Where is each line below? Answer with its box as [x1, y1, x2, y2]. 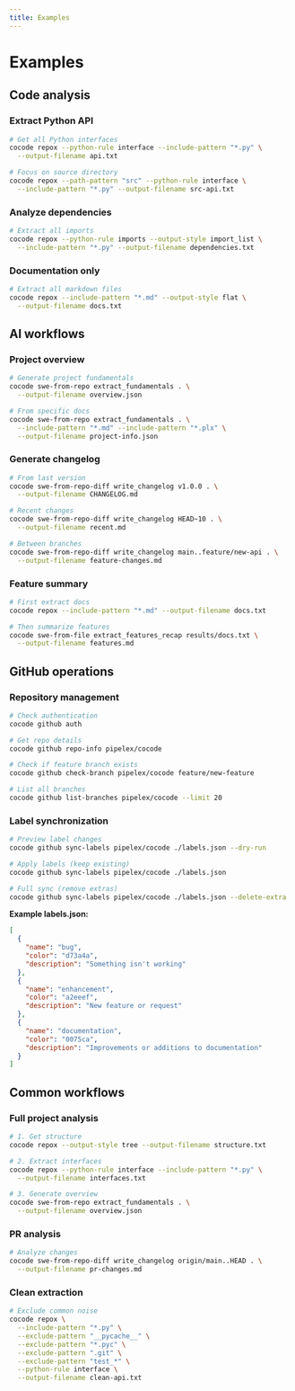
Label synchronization [9, 815, 109, 827]
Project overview [9, 352, 85, 365]
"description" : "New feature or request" [25, 1002, 182, 1011]
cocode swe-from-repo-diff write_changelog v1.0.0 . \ [9, 482, 219, 491]
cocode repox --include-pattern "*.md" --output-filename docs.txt [9, 606, 267, 615]
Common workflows [9, 1084, 126, 1100]
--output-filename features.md [17, 639, 134, 648]
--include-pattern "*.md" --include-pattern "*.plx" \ [17, 424, 227, 432]
